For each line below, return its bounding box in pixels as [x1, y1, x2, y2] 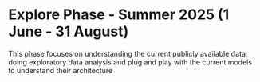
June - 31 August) [8, 22, 129, 41]
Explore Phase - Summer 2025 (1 [8, 6, 230, 24]
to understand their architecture [8, 65, 113, 75]
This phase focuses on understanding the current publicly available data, [8, 49, 248, 58]
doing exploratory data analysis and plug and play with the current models [8, 57, 253, 67]
